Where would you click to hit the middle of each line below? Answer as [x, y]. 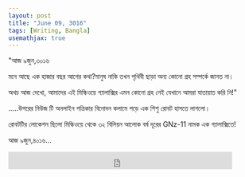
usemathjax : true [37, 38]
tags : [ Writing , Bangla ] [49, 30]
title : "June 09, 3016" [48, 23]
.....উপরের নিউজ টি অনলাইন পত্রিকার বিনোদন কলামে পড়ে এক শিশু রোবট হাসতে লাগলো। [109, 108]
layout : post [30, 16]
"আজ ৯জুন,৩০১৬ [29, 61]
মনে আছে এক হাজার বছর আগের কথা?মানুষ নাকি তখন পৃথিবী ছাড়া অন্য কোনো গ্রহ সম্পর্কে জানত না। [121, 77]
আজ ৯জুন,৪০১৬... [30, 140]
